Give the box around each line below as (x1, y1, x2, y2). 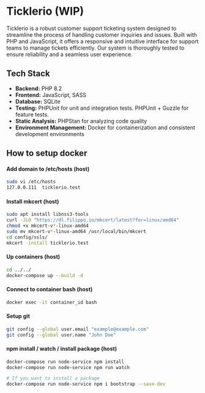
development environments (15, 130, 84, 137)
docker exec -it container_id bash (6, 299, 97, 305)
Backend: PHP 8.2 (15, 85, 62, 92)
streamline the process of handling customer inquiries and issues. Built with (6, 31, 198, 38)
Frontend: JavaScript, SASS (15, 91, 87, 99)
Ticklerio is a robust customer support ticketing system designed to (6, 25, 177, 32)
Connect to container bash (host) (6, 286, 93, 293)
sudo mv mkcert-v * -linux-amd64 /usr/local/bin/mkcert (6, 228, 147, 234)
